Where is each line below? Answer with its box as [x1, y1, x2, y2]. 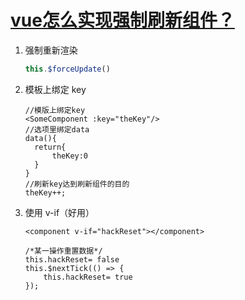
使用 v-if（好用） [24, 206, 95, 218]
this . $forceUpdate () [24, 64, 111, 74]
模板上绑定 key [24, 83, 87, 95]
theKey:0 [51, 151, 89, 161]
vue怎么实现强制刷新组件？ [10, 9, 235, 32]
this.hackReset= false [24, 254, 120, 265]
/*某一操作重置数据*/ [24, 246, 103, 256]
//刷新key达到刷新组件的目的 [24, 179, 130, 189]
